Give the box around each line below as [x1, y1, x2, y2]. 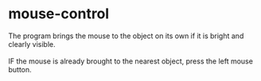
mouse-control [8, 5, 110, 23]
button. [8, 64, 32, 74]
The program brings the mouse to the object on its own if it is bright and [8, 31, 244, 40]
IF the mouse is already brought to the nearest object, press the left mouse [8, 56, 253, 66]
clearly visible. [8, 39, 56, 48]
